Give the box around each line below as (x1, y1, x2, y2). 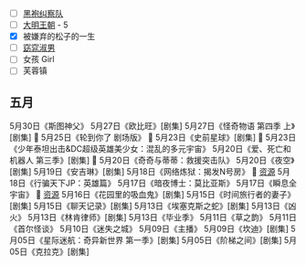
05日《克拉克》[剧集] (9, 246, 90, 258)
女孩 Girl (22, 54, 55, 65)
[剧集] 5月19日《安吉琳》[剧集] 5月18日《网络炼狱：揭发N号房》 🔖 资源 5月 (9, 166, 290, 177)
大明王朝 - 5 (22, 19, 69, 30)
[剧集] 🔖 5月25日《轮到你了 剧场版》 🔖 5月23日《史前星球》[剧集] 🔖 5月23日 (9, 132, 297, 143)
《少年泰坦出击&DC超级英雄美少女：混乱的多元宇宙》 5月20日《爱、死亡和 (9, 143, 291, 154)
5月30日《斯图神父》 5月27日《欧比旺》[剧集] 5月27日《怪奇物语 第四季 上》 (9, 121, 295, 132)
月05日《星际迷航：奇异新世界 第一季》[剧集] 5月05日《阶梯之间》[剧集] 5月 (9, 235, 298, 246)
